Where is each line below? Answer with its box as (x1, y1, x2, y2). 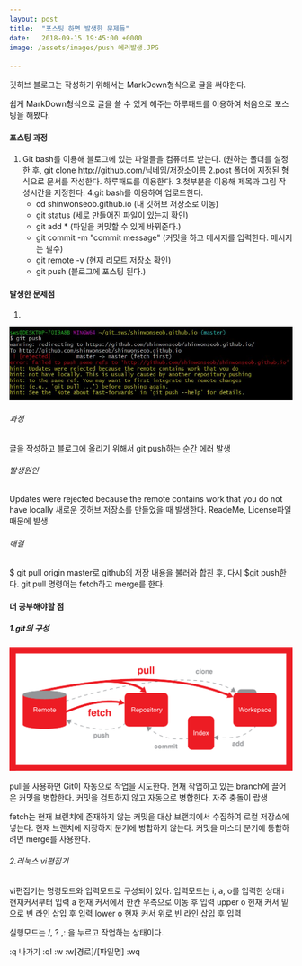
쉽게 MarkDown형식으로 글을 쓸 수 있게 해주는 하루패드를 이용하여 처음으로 (9, 99, 272, 110)
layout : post (9, 14, 58, 23)
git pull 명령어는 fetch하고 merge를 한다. (21, 578, 165, 589)
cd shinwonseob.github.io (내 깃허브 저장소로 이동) (35, 199, 219, 210)
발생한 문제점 (9, 288, 56, 299)
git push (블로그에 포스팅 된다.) (35, 266, 147, 277)
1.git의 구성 (9, 623, 49, 634)
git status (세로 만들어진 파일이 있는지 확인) (35, 210, 189, 220)
